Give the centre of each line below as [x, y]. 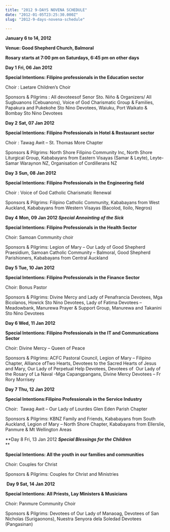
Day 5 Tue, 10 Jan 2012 [30, 268]
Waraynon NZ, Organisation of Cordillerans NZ [69, 163]
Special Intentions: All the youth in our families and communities [75, 454]
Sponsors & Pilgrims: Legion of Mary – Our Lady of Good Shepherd [75, 247]
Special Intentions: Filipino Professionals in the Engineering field [75, 183]
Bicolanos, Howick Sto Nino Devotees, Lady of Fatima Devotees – [74, 302]
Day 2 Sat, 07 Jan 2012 [30, 123]
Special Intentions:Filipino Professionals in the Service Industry [74, 399]
